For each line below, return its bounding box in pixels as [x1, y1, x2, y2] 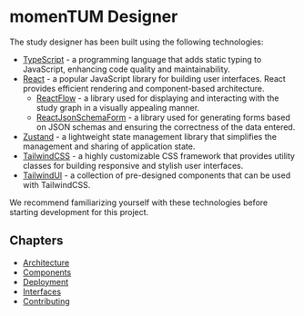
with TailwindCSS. [22, 179, 91, 190]
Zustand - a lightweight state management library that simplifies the [22, 131, 278, 142]
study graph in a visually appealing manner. [35, 102, 200, 113]
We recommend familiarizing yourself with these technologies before [9, 197, 269, 208]
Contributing [22, 295, 70, 306]
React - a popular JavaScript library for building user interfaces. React [22, 73, 287, 84]
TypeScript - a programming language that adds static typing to [22, 54, 262, 64]
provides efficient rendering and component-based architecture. [22, 83, 265, 94]
